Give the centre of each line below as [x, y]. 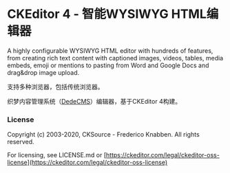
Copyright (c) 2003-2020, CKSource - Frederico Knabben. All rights [103, 135]
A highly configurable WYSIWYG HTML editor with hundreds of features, [110, 50]
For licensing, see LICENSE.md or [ [57, 155]
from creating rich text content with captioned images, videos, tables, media [115, 58]
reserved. [21, 142]
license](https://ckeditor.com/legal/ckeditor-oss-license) [87, 163]
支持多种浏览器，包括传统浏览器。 [55, 86]
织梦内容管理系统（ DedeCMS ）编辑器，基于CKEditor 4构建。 [94, 101]
